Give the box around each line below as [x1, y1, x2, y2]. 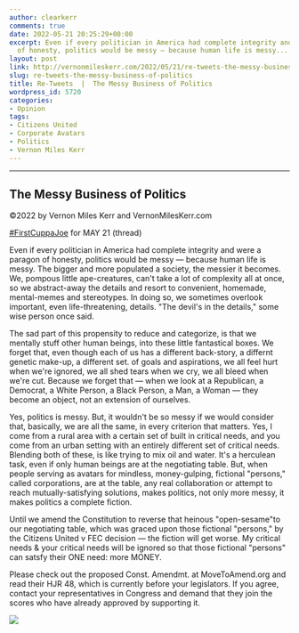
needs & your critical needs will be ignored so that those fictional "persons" [9, 542, 287, 553]
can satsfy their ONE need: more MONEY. [9, 552, 162, 563]
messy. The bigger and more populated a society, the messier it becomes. [9, 264, 281, 274]
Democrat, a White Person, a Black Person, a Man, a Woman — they [9, 385, 259, 396]
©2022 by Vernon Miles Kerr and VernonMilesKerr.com [9, 210, 213, 221]
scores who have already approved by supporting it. [9, 597, 200, 608]
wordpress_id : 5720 [9, 87, 82, 96]
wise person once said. [9, 311, 95, 321]
